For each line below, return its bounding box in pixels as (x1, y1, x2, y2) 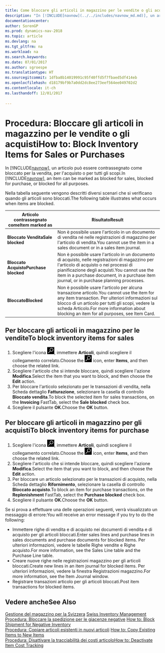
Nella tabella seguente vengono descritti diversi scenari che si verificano (5, 190, 152, 196)
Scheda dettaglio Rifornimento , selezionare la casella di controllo (12, 481, 145, 487)
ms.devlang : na (5, 39, 36, 44)
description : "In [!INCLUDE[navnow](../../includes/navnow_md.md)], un (5, 13, 155, 18)
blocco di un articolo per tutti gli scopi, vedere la (57, 300, 155, 306)
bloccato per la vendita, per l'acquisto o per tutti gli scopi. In (5, 170, 126, 176)
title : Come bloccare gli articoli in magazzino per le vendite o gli (5, 8, 153, 13)
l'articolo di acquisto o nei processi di (57, 262, 133, 268)
